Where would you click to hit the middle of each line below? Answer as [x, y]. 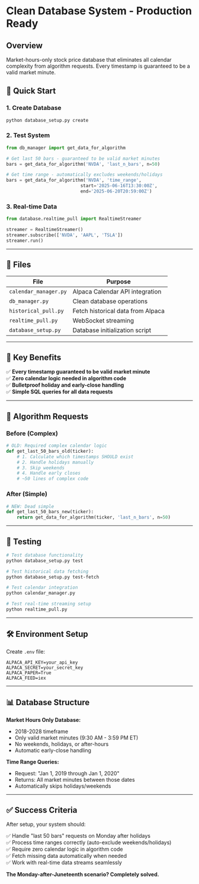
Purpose [119, 282]
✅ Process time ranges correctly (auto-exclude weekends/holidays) [89, 842]
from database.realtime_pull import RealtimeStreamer [74, 219]
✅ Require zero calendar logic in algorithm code [65, 849]
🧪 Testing [24, 542]
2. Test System [28, 135]
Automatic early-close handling [53, 750]
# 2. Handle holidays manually [55, 462]
